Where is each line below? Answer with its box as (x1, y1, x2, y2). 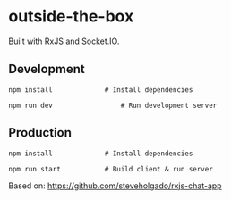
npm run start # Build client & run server (8, 164, 214, 173)
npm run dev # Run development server (8, 101, 218, 110)
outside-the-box (8, 6, 134, 27)
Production (8, 125, 73, 140)
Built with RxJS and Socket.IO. (8, 36, 120, 46)
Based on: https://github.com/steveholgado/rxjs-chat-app (8, 180, 222, 191)
